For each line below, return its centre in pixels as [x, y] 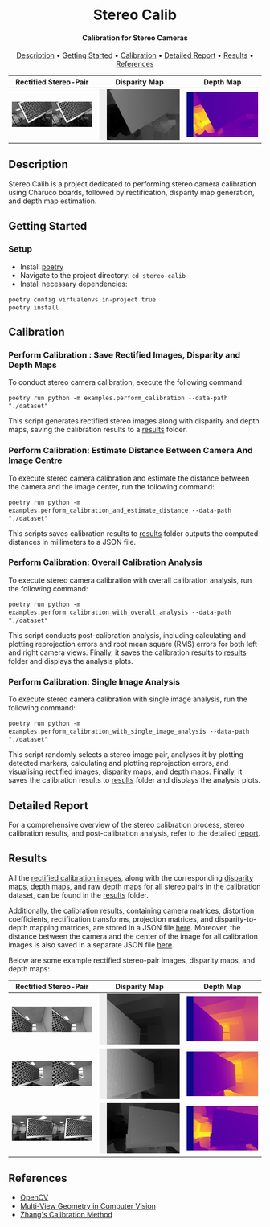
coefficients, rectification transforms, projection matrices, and [111, 919]
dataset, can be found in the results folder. [78, 895]
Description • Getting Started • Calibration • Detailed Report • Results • [135, 55]
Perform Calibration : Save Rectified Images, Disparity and [125, 354]
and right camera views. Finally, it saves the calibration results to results [127, 652]
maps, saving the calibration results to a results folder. [98, 430]
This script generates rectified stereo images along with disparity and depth [134, 421]
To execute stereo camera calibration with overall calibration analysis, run [130, 580]
